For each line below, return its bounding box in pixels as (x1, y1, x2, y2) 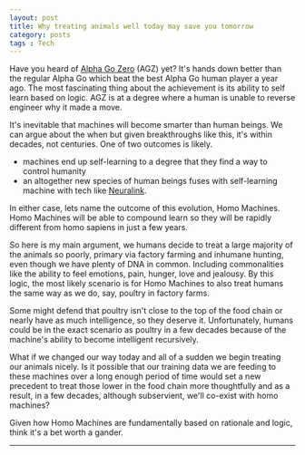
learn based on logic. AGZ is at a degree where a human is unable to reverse (9, 92, 296, 103)
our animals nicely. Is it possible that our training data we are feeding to (9, 362, 277, 373)
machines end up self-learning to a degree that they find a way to (22, 156, 268, 168)
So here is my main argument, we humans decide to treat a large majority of (9, 239, 293, 250)
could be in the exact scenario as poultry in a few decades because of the (9, 324, 287, 335)
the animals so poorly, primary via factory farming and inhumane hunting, (9, 249, 284, 260)
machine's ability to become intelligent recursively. (9, 334, 200, 345)
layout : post (9, 13, 59, 23)
